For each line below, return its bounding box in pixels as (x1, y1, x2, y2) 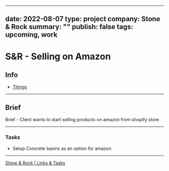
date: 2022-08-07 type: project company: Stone (5, 15, 160, 23)
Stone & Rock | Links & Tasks (5, 159, 65, 166)
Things (12, 84, 27, 90)
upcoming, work (5, 31, 58, 39)
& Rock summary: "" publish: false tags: (5, 23, 133, 31)
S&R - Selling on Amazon (5, 51, 111, 62)
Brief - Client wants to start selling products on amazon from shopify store (5, 117, 159, 123)
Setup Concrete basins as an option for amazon (12, 145, 112, 151)
